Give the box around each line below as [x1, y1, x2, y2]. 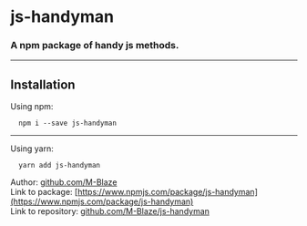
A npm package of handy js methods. [10, 39, 179, 52]
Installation [10, 77, 76, 92]
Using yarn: [10, 143, 54, 154]
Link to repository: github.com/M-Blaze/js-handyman [10, 206, 210, 217]
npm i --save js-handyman [18, 118, 118, 128]
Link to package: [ [10, 187, 78, 198]
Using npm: [10, 101, 54, 112]
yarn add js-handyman [18, 161, 101, 170]
